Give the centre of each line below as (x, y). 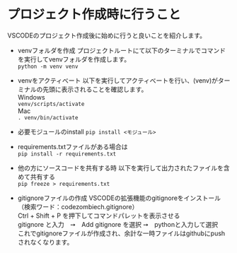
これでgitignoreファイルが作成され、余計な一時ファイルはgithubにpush (121, 233)
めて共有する (36, 177)
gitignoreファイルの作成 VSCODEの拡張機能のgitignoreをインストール (119, 198)
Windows (31, 97)
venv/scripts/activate (51, 104)
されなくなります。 (45, 242)
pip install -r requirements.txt (67, 154)
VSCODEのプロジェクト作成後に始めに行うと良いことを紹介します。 (107, 35)
